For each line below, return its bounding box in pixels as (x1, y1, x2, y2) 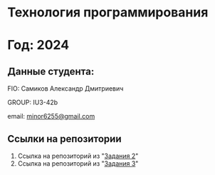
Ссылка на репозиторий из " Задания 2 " (17, 151, 139, 160)
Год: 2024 (7, 37, 70, 54)
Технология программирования (7, 4, 209, 21)
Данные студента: (7, 65, 95, 77)
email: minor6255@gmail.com (7, 112, 95, 121)
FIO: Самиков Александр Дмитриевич (7, 84, 124, 93)
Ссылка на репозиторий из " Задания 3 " (17, 159, 139, 168)
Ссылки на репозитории (7, 133, 122, 145)
